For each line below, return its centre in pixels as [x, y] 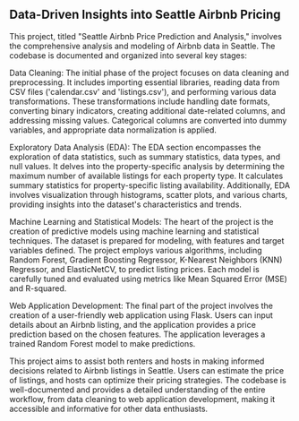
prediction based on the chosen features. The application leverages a [137, 334]
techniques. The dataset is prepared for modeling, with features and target [147, 240]
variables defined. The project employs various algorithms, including [136, 250]
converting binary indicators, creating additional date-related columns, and [147, 110]
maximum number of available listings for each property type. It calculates [146, 176]
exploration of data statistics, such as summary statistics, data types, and [145, 157]
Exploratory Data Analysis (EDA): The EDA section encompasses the [135, 147]
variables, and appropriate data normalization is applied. [113, 130]
